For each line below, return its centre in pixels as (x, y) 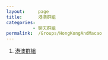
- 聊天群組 (44, 28)
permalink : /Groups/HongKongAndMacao (54, 34)
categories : (21, 22)
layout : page (28, 11)
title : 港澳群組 (31, 17)
